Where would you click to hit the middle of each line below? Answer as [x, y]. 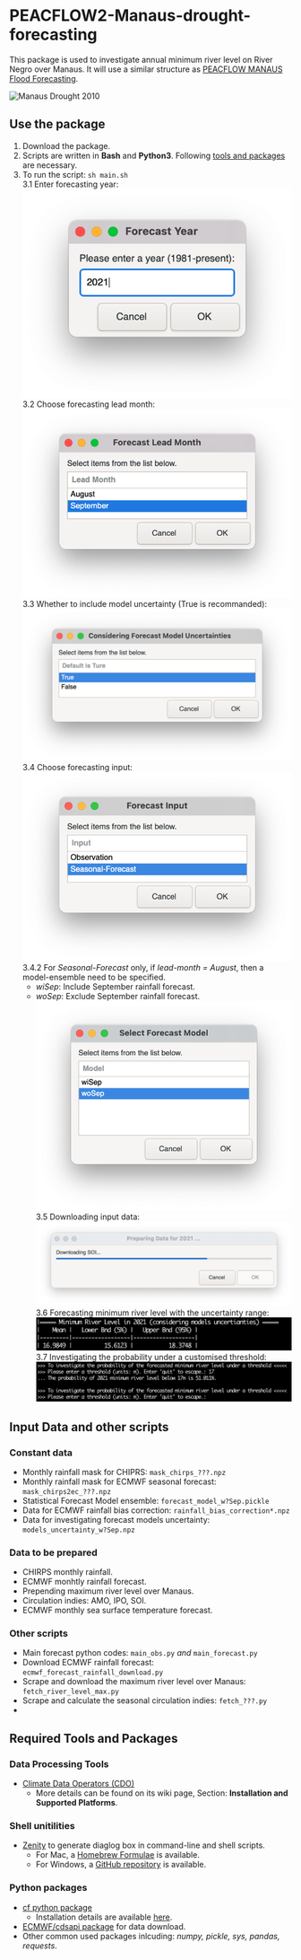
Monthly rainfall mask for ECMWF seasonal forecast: [119, 1481]
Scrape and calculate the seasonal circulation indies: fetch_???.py [145, 1701]
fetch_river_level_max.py [70, 1692]
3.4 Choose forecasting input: [77, 768]
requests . [40, 1946]
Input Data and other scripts [89, 1427]
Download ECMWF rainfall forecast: [88, 1663]
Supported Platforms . [77, 1803]
